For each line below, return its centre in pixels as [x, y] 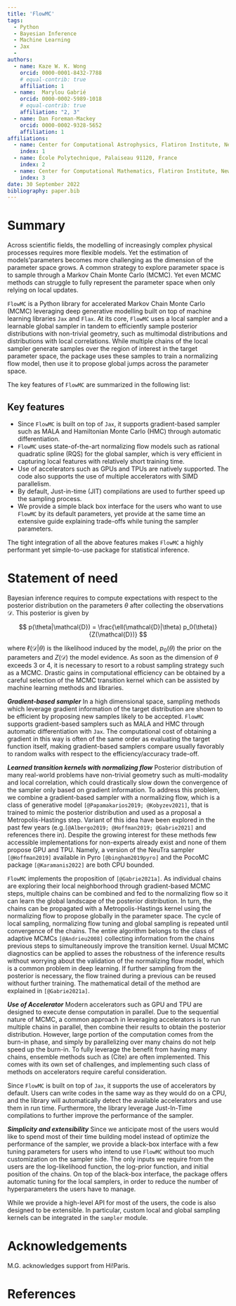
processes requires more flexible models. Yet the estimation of [98, 253]
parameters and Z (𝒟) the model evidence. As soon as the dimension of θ [113, 657]
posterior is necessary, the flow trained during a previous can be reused [112, 975]
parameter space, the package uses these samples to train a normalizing [113, 356]
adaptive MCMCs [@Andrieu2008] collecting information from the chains [111, 938]
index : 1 [33, 152]
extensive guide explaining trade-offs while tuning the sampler [108, 521]
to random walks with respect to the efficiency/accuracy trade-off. [103, 753]
